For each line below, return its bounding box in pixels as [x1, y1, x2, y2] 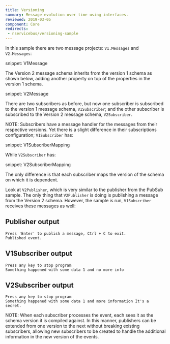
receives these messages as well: [5, 203, 76, 209]
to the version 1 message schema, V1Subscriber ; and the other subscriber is [5, 106, 164, 112]
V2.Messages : [5, 50, 32, 56]
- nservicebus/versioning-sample [7, 31, 79, 36]
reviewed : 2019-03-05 [5, 17, 51, 22]
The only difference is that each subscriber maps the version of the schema [5, 171, 164, 177]
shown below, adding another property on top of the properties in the [5, 76, 151, 81]
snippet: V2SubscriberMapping [5, 162, 71, 168]
